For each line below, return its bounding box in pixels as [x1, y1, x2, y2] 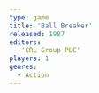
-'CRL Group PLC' [17, 46, 81, 55]
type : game [9, 12, 49, 22]
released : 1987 [9, 29, 65, 38]
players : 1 [9, 54, 49, 63]
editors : [9, 37, 42, 47]
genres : [9, 63, 38, 72]
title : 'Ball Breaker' [9, 21, 93, 30]
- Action [17, 71, 49, 80]
